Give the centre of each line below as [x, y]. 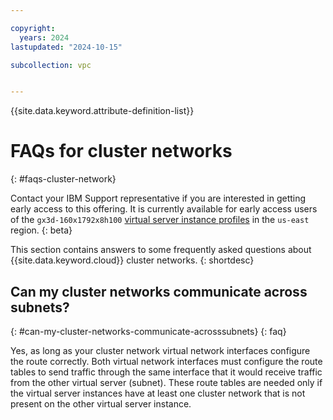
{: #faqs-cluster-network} [63, 179]
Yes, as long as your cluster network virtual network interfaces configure [160, 350]
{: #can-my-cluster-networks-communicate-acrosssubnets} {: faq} [148, 331]
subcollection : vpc [51, 65]
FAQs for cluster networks [121, 151]
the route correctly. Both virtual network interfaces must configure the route [166, 361]
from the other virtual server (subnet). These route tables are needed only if [166, 382]
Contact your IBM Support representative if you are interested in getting [158, 198]
